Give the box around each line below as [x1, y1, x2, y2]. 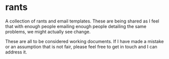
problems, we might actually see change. [5, 28, 91, 34]
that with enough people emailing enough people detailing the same [5, 23, 147, 29]
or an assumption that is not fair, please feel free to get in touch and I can [5, 43, 157, 49]
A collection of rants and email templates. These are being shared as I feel [5, 18, 159, 24]
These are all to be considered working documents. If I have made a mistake [5, 38, 164, 44]
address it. [5, 49, 27, 55]
